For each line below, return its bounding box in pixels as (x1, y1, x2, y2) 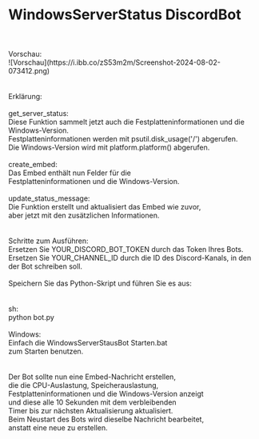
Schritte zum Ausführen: (8, 236, 89, 245)
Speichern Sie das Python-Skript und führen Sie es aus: (8, 278, 192, 288)
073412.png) (8, 66, 50, 75)
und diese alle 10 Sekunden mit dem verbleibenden (8, 397, 177, 407)
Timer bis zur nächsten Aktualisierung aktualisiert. (8, 405, 173, 415)
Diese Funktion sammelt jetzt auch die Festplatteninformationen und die (8, 117, 245, 126)
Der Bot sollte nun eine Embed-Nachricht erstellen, (8, 372, 176, 381)
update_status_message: (8, 194, 90, 203)
